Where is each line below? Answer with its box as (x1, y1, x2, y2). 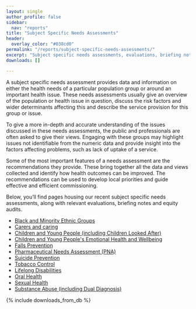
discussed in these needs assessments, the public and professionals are (6, 127, 180, 134)
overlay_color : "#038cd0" (11, 41, 75, 47)
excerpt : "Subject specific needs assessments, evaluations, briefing (6, 52, 181, 58)
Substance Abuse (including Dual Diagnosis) (14, 285, 122, 292)
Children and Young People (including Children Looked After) (14, 229, 162, 237)
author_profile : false (6, 14, 61, 20)
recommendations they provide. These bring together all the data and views (6, 163, 188, 170)
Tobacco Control (14, 261, 55, 268)
